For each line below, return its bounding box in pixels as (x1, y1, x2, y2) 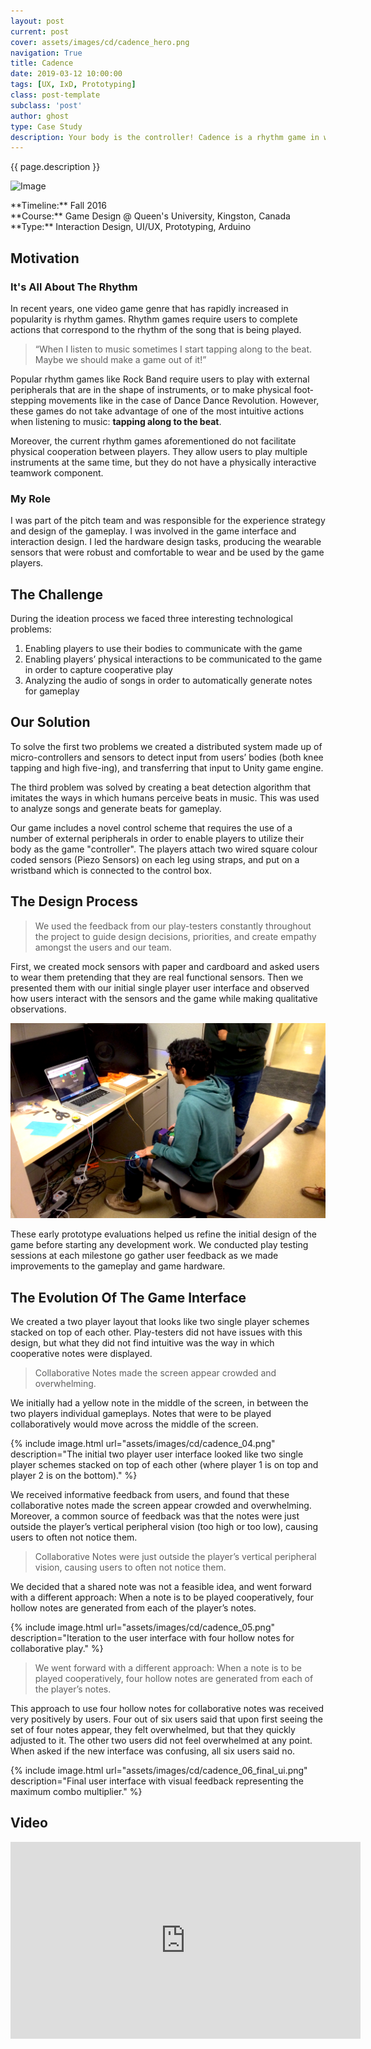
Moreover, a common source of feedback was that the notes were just (10, 1510, 300, 1522)
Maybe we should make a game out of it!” (34, 353, 207, 365)
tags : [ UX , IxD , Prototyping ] (10, 80, 137, 90)
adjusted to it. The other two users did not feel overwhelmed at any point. (10, 1735, 313, 1747)
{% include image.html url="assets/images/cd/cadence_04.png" (10, 1438, 276, 1450)
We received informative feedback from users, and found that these (10, 1489, 290, 1501)
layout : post (10, 16, 65, 26)
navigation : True (10, 48, 83, 58)
